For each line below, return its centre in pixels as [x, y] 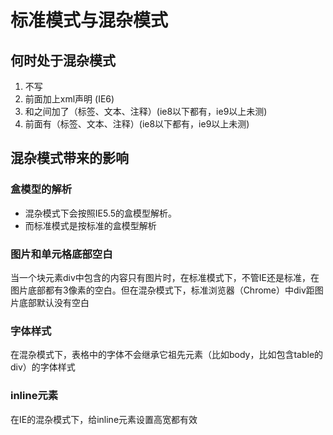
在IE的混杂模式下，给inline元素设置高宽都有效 [104, 419]
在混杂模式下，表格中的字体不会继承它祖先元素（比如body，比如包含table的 [167, 355]
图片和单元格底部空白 [61, 254]
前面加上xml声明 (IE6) [69, 99]
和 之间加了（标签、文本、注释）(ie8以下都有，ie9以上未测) [146, 111]
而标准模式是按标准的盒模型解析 [90, 225]
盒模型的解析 [41, 189]
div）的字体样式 [43, 367]
